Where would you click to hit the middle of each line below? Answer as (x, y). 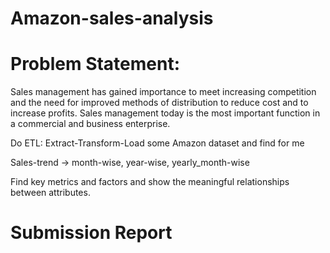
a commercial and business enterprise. (90, 124)
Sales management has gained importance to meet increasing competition (163, 92)
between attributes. (50, 193)
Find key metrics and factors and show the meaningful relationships (150, 182)
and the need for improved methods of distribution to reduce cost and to (159, 103)
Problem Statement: (95, 64)
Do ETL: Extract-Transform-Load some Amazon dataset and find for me (157, 143)
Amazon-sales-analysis (112, 18)
